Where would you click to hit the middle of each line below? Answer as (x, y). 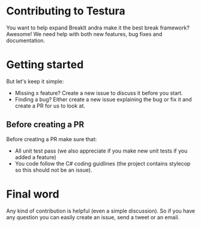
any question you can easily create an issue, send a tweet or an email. (93, 217)
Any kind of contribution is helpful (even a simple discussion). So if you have (101, 211)
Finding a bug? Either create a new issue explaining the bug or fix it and (103, 99)
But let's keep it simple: (35, 81)
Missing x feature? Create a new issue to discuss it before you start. (99, 93)
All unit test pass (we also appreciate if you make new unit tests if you (101, 151)
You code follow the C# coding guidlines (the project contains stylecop (103, 163)
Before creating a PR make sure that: (52, 139)
